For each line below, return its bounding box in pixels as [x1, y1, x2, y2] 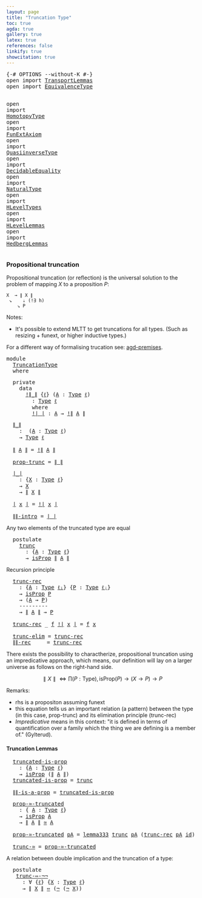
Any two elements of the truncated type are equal [6, 524, 130, 532]
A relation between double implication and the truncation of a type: [6, 855, 174, 862]
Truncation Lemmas [6, 745, 58, 752]
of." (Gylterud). [15, 730, 53, 738]
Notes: [6, 314, 23, 321]
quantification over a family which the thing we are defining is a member [15, 724, 196, 732]
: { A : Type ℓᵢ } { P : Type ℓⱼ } [19, 584, 111, 591]
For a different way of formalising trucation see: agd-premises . [6, 343, 163, 351]
